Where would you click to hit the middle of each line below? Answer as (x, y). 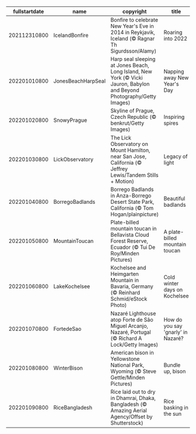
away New (176, 78)
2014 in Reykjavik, (133, 32)
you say (173, 326)
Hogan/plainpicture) (135, 214)
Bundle (172, 365)
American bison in (132, 353)
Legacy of (176, 156)
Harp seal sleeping (133, 59)
